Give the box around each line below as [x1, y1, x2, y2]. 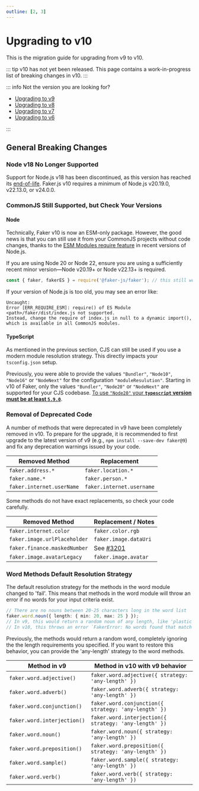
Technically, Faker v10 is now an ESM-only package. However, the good [6, 229, 182, 237]
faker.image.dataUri [94, 535, 152, 543]
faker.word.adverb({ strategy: [91, 686, 179, 692]
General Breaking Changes [6, 142, 108, 152]
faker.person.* [85, 475, 127, 482]
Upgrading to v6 [14, 114, 55, 121]
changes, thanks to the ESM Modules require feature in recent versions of [6, 242, 187, 249]
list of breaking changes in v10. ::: [6, 72, 88, 79]
